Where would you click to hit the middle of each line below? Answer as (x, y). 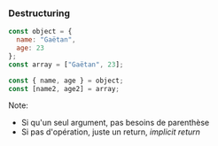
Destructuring (39, 13)
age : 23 (31, 48)
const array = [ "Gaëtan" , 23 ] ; (66, 65)
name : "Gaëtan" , (46, 40)
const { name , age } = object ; (66, 81)
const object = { (40, 32)
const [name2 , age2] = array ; (64, 88)
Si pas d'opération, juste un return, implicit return (111, 132)
